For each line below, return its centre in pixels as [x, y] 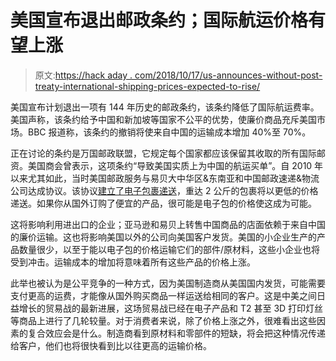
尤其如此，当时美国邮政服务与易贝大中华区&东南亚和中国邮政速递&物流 [173, 178]
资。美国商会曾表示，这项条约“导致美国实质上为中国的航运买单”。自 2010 [161, 165]
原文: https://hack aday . [83, 75]
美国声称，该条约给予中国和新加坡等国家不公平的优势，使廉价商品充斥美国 [163, 119]
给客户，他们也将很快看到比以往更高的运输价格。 [111, 345]
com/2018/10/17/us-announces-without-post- [228, 75]
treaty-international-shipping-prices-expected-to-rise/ [147, 86]
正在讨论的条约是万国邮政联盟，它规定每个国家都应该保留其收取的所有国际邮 [168, 153]
